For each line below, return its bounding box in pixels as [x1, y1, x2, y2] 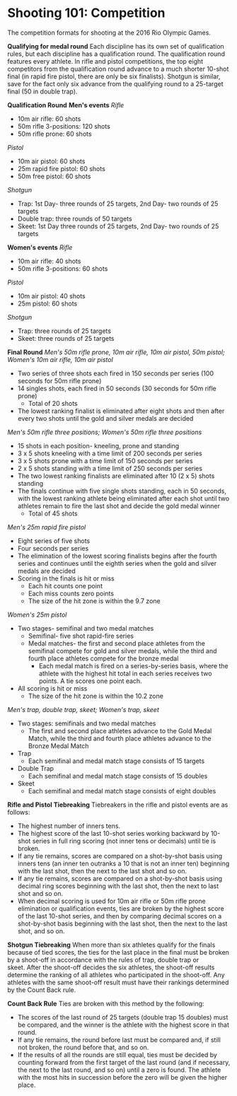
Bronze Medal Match [28, 741, 89, 750]
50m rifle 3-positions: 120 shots [17, 122, 111, 130]
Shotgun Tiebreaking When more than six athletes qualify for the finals [7, 940, 216, 949]
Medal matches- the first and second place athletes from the [28, 639, 205, 648]
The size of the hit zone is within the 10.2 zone [28, 692, 164, 700]
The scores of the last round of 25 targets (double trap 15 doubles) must [17, 1013, 229, 1021]
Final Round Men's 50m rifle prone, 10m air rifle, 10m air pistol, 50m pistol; [7, 348, 225, 356]
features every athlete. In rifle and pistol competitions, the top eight [7, 57, 204, 65]
